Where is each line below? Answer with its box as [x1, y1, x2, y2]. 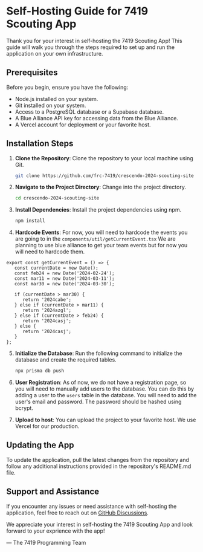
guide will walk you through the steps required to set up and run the [6, 44, 175, 51]
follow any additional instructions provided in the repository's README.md [6, 463, 192, 470]
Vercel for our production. [14, 423, 80, 430]
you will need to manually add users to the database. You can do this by [14, 385, 195, 392]
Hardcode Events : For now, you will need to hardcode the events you [14, 229, 188, 236]
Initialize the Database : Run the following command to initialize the [14, 349, 182, 357]
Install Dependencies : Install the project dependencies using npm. [14, 206, 182, 213]
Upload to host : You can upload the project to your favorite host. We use [14, 416, 196, 424]
